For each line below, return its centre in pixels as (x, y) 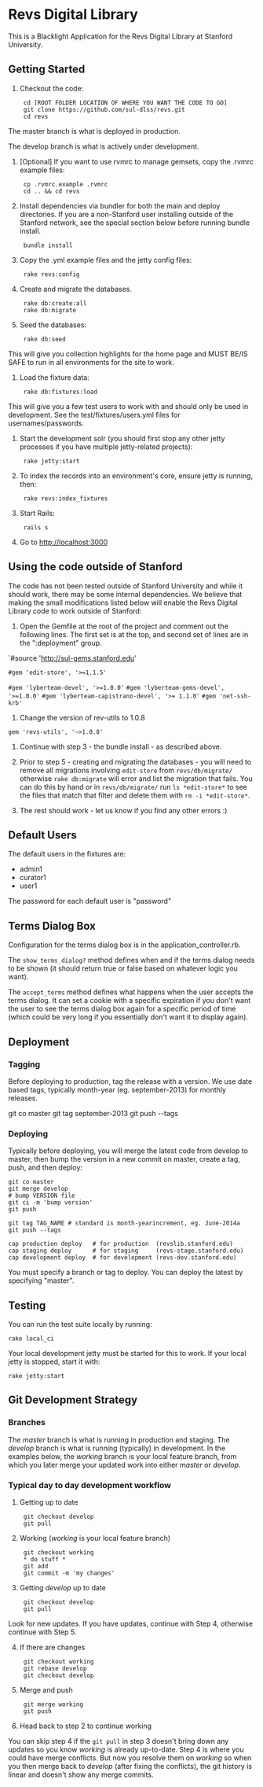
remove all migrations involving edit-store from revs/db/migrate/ (126, 770)
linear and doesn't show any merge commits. (81, 1774)
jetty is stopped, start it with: (54, 1361)
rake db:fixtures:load (60, 392)
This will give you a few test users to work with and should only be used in (128, 406)
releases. (23, 1098)
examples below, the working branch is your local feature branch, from (122, 1456)
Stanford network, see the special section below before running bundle (134, 223)
